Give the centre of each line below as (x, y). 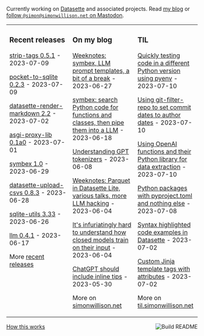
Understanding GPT (101, 151)
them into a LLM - (98, 130)
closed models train (100, 240)
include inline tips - (100, 276)
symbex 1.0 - (29, 163)
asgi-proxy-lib (31, 135)
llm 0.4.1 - (25, 235)
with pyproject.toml (165, 196)
